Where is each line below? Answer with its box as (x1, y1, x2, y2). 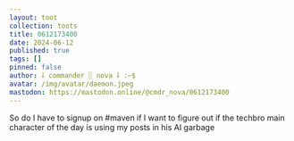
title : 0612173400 (9, 29, 78, 38)
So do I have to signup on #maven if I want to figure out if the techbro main (9, 112, 286, 123)
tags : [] (9, 54, 42, 63)
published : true (9, 46, 70, 55)
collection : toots (9, 21, 78, 30)
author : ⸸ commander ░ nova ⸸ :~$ (9, 71, 136, 80)
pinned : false (9, 63, 63, 72)
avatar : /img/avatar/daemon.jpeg (9, 79, 134, 88)
